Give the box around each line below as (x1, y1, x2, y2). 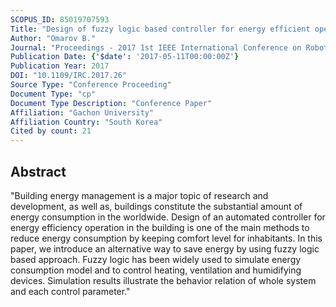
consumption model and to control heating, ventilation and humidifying (10, 264, 302, 276)
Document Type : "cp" (10, 89, 97, 99)
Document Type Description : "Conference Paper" (10, 98, 213, 108)
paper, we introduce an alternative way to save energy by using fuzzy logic (10, 242, 320, 255)
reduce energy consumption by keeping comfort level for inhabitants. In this (10, 232, 323, 244)
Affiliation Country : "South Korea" (10, 117, 163, 127)
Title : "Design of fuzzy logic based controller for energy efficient (10, 24, 311, 34)
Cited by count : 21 (10, 126, 92, 136)
